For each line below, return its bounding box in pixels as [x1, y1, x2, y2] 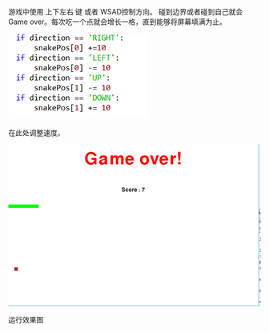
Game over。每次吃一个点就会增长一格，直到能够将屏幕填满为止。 [8, 17, 227, 26]
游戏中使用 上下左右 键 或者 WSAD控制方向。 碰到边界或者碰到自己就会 [8, 7, 243, 16]
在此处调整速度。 [8, 128, 65, 138]
